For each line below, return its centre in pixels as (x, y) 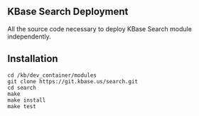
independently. (29, 36)
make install (27, 100)
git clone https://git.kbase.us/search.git (73, 81)
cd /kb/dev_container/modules (52, 75)
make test (22, 106)
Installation (33, 59)
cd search (22, 88)
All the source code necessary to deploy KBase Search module (99, 28)
